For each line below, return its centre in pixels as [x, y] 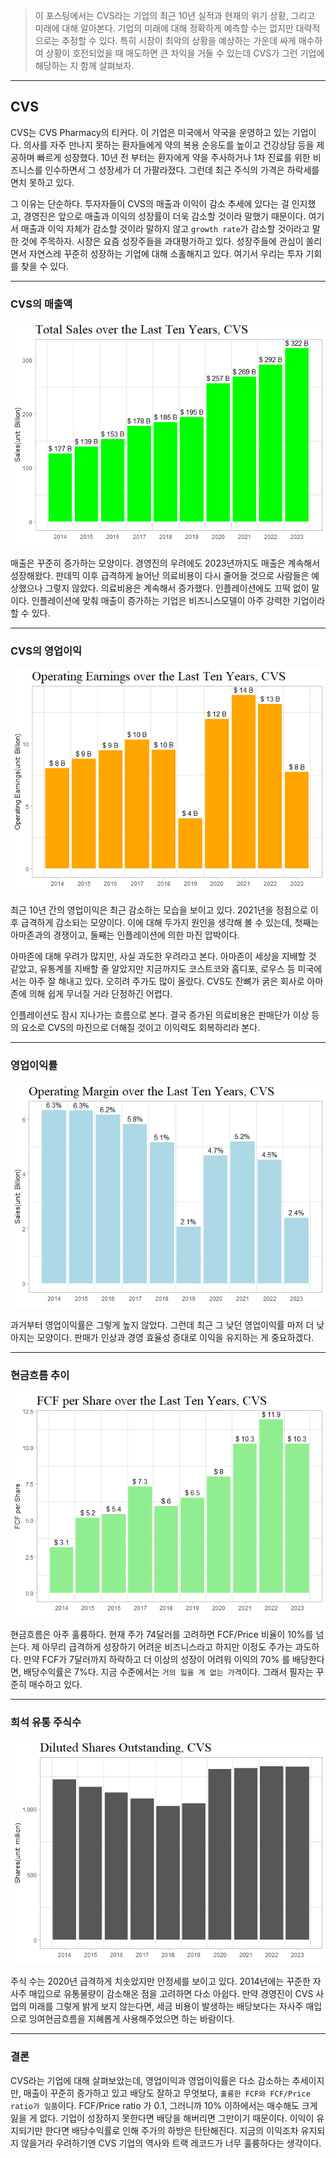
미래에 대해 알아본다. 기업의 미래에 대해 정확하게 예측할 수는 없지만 [164, 28]
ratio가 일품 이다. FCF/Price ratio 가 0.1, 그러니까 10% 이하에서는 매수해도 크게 [164, 2105]
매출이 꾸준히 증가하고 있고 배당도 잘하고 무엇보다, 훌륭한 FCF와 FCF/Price [167, 2093]
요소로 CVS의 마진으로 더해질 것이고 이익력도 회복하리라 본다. [140, 1028]
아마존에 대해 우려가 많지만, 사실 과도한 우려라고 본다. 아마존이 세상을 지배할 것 [163, 956]
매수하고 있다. [55, 1684]
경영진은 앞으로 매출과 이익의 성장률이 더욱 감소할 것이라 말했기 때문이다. [165, 216]
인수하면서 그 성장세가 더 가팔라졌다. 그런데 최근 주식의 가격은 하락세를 [182, 170]
